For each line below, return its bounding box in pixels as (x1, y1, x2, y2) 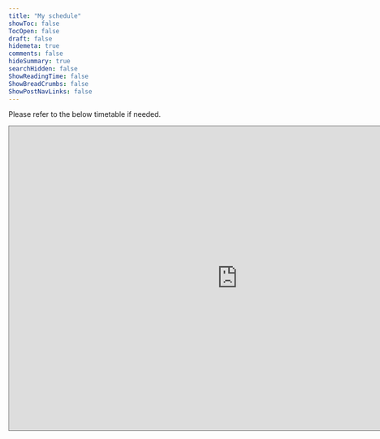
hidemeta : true (8, 42, 60, 50)
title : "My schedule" (8, 11, 82, 20)
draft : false (8, 34, 53, 43)
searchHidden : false (8, 65, 79, 73)
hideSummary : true (8, 58, 71, 66)
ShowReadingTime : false (8, 72, 89, 80)
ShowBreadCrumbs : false (8, 80, 89, 88)
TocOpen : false (8, 27, 60, 35)
